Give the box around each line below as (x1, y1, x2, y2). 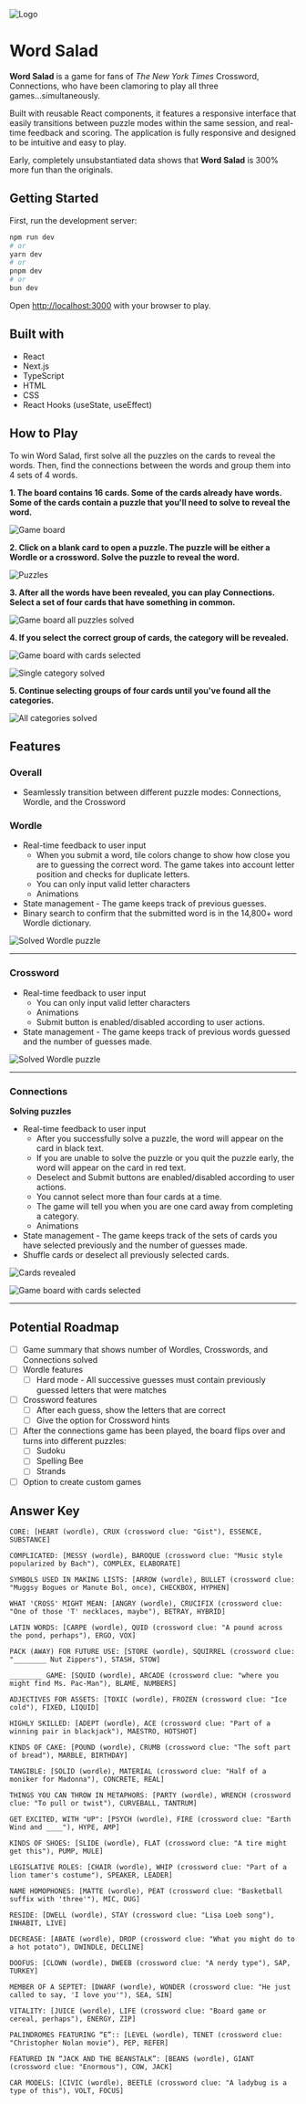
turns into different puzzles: (22, 1436, 127, 1447)
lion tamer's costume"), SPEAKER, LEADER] (9, 1871, 173, 1880)
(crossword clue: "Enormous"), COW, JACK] (9, 2063, 173, 2072)
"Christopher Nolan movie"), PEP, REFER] (9, 2038, 169, 2048)
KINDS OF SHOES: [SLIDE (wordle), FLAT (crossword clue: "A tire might (9, 1839, 287, 1848)
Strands (36, 1466, 66, 1477)
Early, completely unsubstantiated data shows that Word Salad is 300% (9, 154, 280, 165)
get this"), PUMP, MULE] (9, 1847, 104, 1857)
